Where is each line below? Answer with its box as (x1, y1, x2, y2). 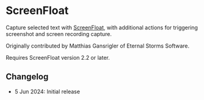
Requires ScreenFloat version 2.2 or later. (5, 54, 111, 61)
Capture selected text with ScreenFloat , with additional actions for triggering (5, 24, 198, 31)
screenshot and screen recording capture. (5, 30, 112, 37)
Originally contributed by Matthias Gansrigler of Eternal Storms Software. (5, 42, 190, 49)
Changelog (5, 71, 49, 82)
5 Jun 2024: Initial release (14, 88, 81, 95)
